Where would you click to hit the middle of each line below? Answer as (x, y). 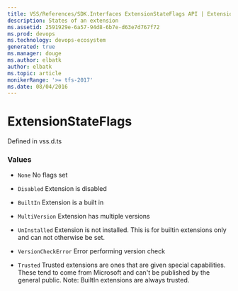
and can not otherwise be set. (61, 238)
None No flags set (42, 175)
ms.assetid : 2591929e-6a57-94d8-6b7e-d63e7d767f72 (84, 27)
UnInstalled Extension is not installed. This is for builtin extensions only (122, 230)
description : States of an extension (63, 21)
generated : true (31, 47)
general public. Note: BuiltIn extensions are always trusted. (103, 280)
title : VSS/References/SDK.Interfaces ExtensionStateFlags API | (106, 14)
